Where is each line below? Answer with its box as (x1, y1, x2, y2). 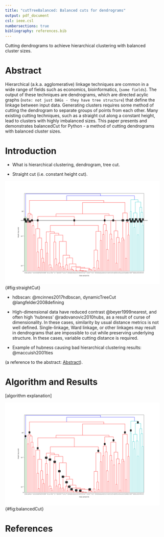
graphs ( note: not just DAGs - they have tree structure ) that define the (5, 97, 155, 103)
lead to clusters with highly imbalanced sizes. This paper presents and (5, 118, 147, 124)
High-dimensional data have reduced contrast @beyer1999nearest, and (12, 309, 157, 315)
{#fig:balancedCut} (5, 506, 44, 512)
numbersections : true (5, 24, 49, 28)
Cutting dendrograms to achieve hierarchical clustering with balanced (5, 43, 146, 49)
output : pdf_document (5, 13, 49, 18)
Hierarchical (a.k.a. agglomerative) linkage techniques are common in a (5, 81, 149, 87)
